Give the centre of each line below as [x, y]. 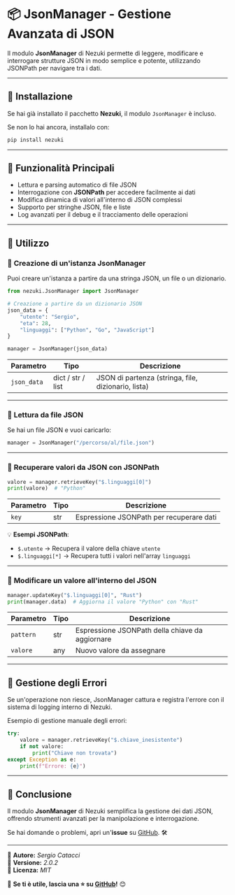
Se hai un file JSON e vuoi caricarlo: [59, 430]
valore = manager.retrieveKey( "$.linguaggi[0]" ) [79, 482]
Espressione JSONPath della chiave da [139, 631]
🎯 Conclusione [40, 794]
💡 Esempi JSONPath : [38, 535]
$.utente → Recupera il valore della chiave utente [89, 549]
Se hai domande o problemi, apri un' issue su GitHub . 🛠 [87, 833]
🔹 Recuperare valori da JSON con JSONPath [83, 468]
